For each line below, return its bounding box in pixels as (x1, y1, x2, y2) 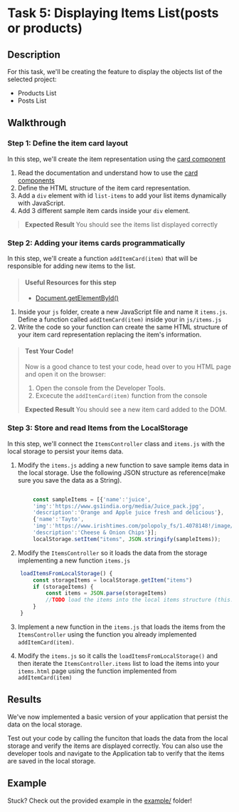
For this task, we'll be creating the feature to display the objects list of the (7, 68, 223, 76)
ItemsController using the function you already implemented (17, 629, 197, 639)
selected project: (7, 75, 57, 83)
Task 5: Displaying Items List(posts (7, 5, 219, 21)
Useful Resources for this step (24, 278, 117, 287)
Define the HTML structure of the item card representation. (17, 183, 191, 192)
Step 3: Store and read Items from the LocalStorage (7, 423, 188, 433)
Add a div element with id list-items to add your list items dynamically (17, 191, 227, 200)
